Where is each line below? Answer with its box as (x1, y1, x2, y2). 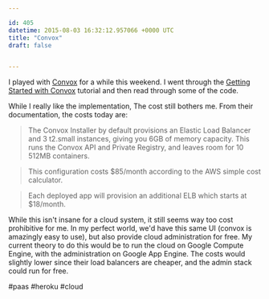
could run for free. (8, 266, 69, 276)
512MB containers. (27, 151, 90, 161)
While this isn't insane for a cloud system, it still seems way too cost (8, 215, 234, 225)
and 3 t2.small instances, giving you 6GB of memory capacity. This (27, 134, 251, 144)
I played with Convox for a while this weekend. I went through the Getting (8, 77, 251, 87)
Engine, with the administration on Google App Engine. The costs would (8, 249, 246, 259)
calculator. (27, 175, 63, 185)
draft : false (8, 41, 52, 49)
